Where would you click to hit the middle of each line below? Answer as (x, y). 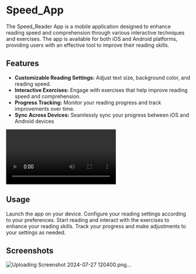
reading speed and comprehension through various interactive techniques (95, 32)
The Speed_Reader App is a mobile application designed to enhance (89, 26)
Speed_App (35, 10)
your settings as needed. (36, 232)
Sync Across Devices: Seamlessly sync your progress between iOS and (102, 115)
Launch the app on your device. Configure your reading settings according (96, 214)
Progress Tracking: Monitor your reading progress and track (88, 102)
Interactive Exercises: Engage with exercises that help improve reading (101, 90)
